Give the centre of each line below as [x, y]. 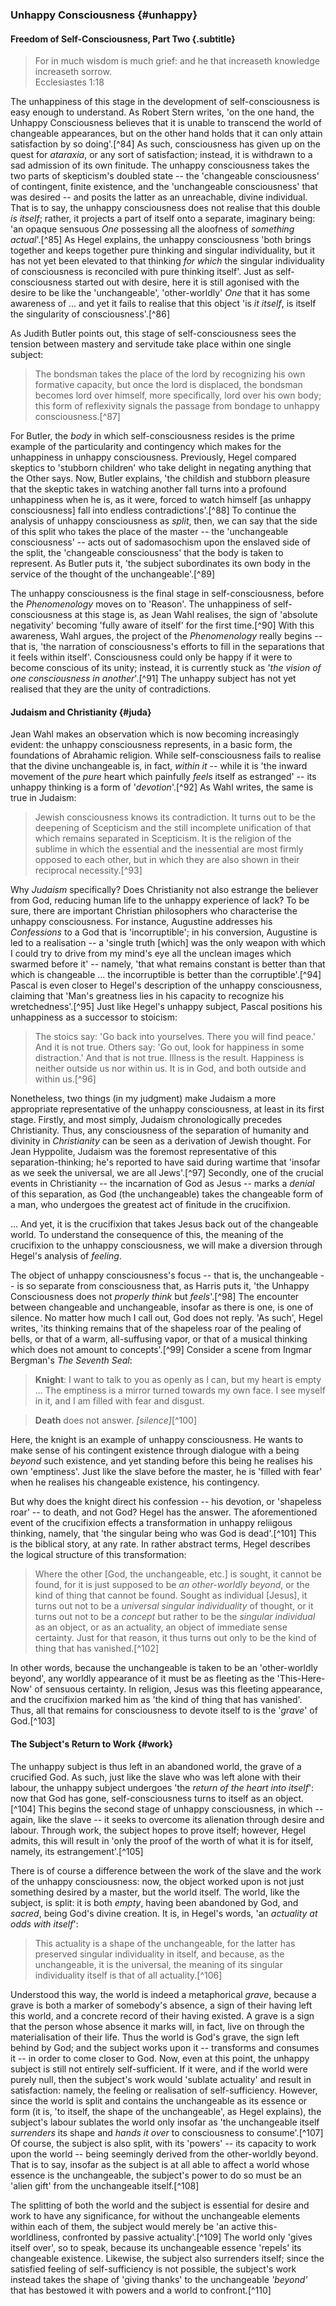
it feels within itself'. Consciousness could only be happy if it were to [151, 657]
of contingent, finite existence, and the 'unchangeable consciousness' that [164, 187]
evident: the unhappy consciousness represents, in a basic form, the [151, 745]
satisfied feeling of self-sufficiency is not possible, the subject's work [153, 2269]
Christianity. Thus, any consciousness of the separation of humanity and [160, 1130]
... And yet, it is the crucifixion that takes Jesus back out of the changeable [164, 1224]
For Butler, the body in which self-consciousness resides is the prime [152, 436]
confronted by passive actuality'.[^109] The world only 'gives [187, 2237]
